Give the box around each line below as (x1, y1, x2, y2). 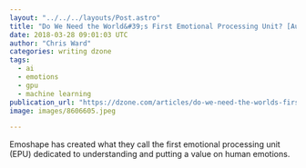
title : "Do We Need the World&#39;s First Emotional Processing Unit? (9, 22, 283, 31)
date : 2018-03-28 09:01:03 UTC (9, 30, 128, 39)
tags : (9, 55, 30, 64)
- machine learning (17, 89, 92, 98)
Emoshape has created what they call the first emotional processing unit (9, 139, 280, 150)
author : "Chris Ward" (9, 38, 92, 48)
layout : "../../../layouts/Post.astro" (9, 13, 161, 23)
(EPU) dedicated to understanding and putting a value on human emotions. (9, 149, 291, 160)
